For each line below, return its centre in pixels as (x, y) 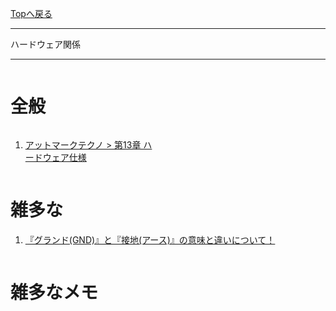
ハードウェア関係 (45, 44)
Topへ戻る (31, 13)
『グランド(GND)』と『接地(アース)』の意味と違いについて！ (150, 239)
